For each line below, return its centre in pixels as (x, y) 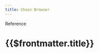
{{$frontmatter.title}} (50, 43)
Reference (16, 24)
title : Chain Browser (27, 10)
